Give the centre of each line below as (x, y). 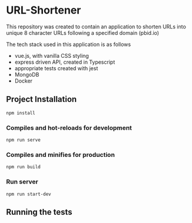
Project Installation (42, 99)
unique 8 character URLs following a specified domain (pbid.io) (83, 32)
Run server (22, 182)
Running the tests (39, 212)
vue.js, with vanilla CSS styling (52, 55)
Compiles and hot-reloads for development (69, 127)
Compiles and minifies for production (60, 155)
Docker (24, 81)
